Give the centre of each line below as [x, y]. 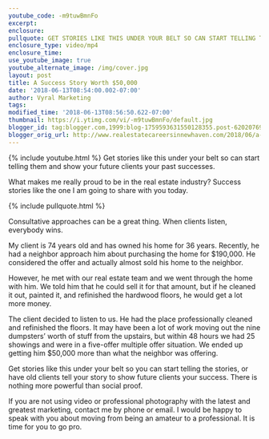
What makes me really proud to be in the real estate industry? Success [125, 182]
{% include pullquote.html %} [57, 206]
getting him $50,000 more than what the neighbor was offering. [113, 352]
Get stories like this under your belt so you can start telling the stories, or [128, 369]
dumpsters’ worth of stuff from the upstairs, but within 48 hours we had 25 [132, 336]
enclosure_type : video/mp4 [53, 46]
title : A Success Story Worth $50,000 [73, 83]
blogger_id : [28, 127]
